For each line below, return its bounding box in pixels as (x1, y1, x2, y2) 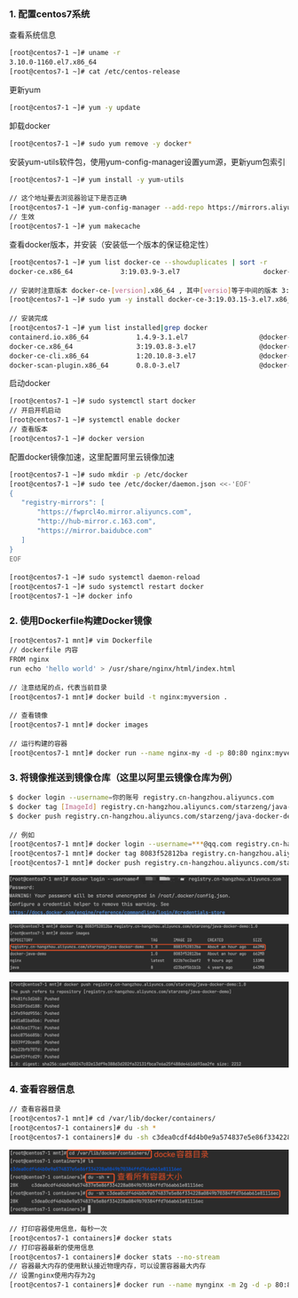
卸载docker (9, 120, 51, 130)
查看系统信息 (9, 29, 56, 41)
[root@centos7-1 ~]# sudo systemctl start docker (9, 397, 197, 405)
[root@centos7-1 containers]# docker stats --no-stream (9, 1253, 220, 1262)
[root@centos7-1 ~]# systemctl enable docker (9, 415, 180, 425)
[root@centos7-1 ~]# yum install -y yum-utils (9, 175, 184, 184)
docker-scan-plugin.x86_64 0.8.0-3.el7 (9, 361, 180, 370)
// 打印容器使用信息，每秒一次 (9, 1224, 108, 1233)
